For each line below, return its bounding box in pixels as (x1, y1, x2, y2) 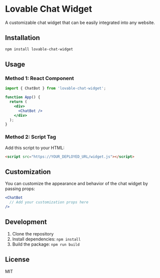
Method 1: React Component (5, 75, 74, 82)
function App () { (5, 95, 41, 100)
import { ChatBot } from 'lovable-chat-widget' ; (5, 86, 106, 91)
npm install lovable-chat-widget (5, 46, 73, 52)
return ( (9, 99, 27, 105)
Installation (5, 34, 40, 42)
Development (5, 218, 47, 226)
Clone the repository (12, 231, 54, 236)
